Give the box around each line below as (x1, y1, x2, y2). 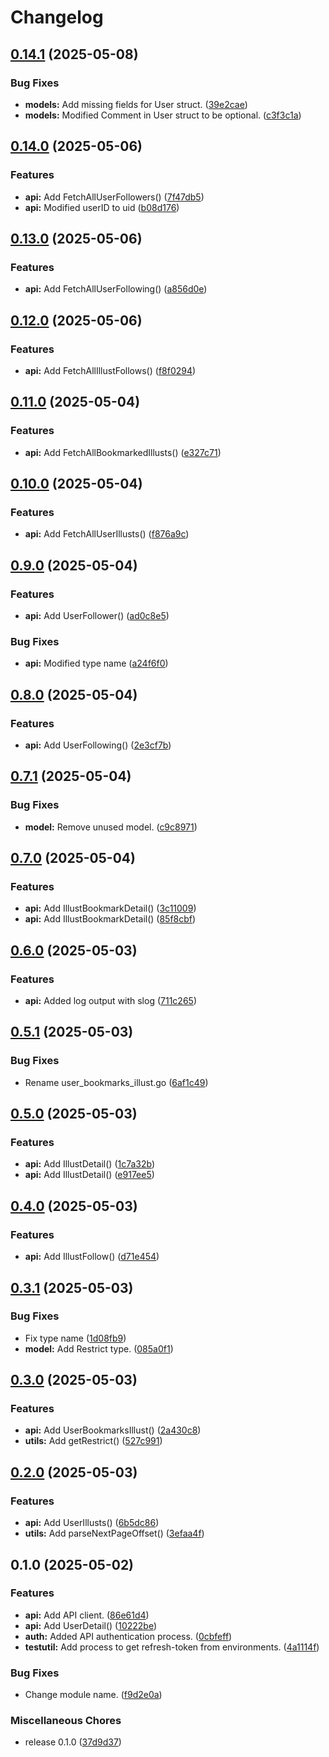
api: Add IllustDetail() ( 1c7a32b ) (24, 1158, 156, 1170)
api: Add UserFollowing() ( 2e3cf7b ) (24, 739, 172, 751)
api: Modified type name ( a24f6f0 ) (24, 657, 169, 670)
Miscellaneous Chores (10, 1714, 122, 1728)
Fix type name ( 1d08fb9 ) (24, 1332, 127, 1344)
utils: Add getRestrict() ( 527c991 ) (24, 1435, 163, 1447)
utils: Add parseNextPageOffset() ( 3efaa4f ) (24, 1527, 205, 1540)
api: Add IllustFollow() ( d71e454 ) (24, 1251, 160, 1263)
